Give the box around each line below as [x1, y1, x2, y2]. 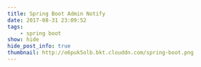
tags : [7, 23, 23, 30]
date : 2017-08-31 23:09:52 [7, 17, 87, 24]
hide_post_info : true [7, 43, 71, 50]
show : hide [7, 36, 39, 43]
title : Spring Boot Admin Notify [7, 10, 106, 17]
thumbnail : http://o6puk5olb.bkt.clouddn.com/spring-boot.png [7, 50, 194, 57]
